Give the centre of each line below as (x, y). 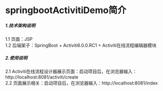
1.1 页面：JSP (19, 39)
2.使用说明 (16, 58)
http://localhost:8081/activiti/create (42, 77)
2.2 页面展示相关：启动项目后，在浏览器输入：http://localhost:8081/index (81, 83)
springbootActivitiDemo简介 (66, 10)
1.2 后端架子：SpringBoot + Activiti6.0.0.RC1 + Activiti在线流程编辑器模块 (81, 45)
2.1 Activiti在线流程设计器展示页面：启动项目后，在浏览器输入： (71, 71)
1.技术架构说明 (20, 25)
